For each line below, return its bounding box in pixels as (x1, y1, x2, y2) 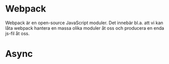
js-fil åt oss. (5, 30, 30, 36)
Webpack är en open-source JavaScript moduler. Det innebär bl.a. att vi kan (5, 20, 163, 26)
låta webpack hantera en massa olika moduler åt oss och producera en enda (5, 25, 164, 31)
